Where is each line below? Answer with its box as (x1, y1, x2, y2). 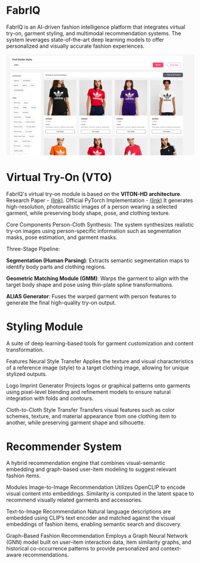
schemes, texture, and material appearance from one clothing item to (6, 412, 177, 420)
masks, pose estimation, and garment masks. (6, 234, 118, 241)
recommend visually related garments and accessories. (6, 497, 143, 504)
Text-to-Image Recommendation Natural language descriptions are (6, 508, 171, 515)
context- (160, 545, 182, 552)
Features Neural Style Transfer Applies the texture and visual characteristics (6, 357, 194, 365)
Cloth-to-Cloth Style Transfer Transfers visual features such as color (6, 406, 175, 413)
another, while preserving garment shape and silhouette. (6, 419, 145, 426)
